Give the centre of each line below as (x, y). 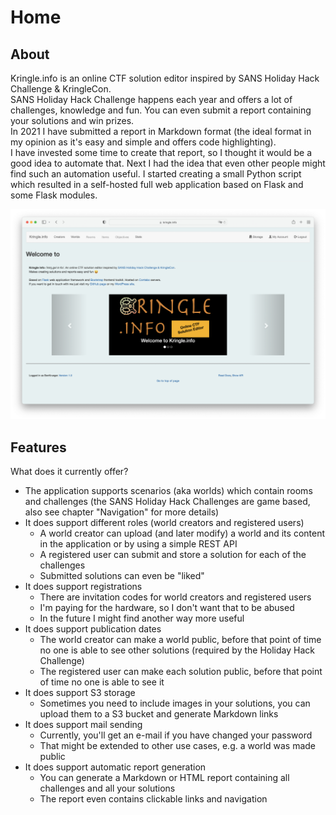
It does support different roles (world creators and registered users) (164, 522)
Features (38, 447)
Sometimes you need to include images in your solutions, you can (175, 703)
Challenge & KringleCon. (61, 89)
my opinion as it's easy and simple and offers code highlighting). (143, 142)
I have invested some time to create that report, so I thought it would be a (161, 152)
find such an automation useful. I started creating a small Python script (156, 174)
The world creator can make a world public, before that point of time (180, 639)
